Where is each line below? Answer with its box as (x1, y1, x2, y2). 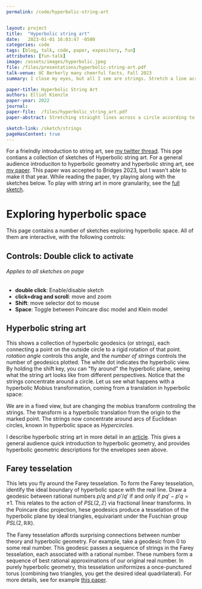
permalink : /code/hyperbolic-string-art (6, 8, 109, 15)
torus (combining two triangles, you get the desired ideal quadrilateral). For (6, 570, 192, 577)
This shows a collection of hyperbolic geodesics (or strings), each (6, 339, 170, 346)
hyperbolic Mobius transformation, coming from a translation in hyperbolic (6, 384, 191, 391)
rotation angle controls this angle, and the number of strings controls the (6, 352, 186, 359)
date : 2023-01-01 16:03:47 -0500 (6, 36, 96, 42)
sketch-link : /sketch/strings (6, 125, 82, 132)
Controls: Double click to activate (6, 251, 134, 261)
